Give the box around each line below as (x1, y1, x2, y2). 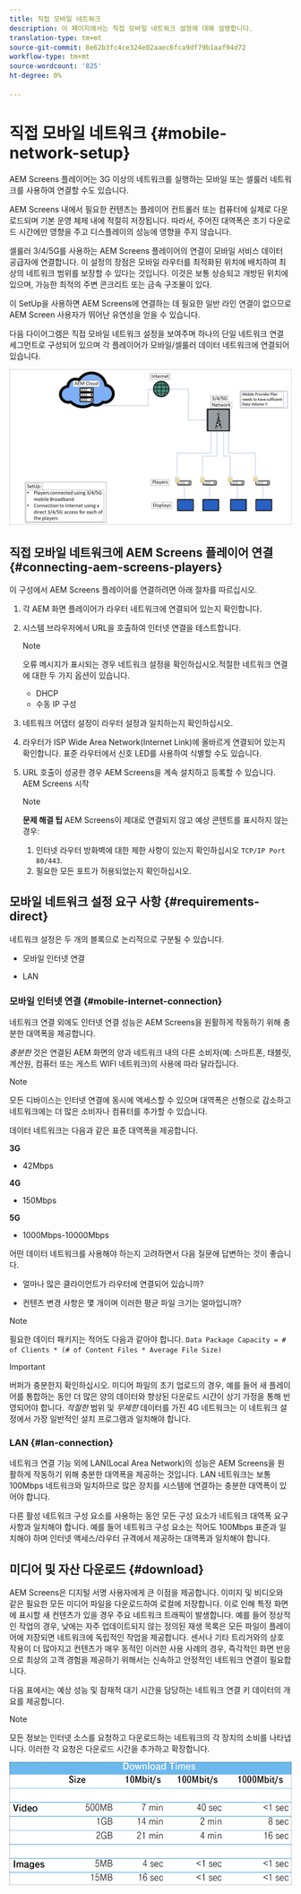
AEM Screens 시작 (21, 778, 90, 789)
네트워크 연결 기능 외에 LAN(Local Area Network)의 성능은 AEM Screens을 (9, 1457, 276, 1469)
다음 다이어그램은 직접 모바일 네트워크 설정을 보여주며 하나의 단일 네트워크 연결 (9, 328, 285, 339)
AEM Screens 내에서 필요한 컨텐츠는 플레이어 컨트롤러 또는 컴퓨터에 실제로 (9, 203, 271, 214)
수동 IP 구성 (35, 699, 77, 710)
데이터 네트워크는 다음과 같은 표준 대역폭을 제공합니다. (9, 1125, 199, 1136)
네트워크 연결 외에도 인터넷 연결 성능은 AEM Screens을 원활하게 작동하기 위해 (9, 1017, 281, 1028)
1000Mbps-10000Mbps (21, 1230, 109, 1241)
